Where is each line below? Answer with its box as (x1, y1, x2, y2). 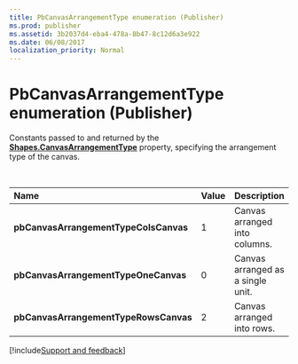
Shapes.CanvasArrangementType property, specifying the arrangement (9, 142, 277, 153)
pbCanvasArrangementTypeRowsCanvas (13, 312, 192, 324)
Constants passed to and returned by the (9, 132, 160, 143)
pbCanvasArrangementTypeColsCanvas (13, 221, 189, 233)
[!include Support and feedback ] (9, 345, 126, 356)
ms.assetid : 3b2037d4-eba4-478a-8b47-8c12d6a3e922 (9, 29, 200, 38)
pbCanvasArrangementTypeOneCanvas (13, 269, 187, 281)
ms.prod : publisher (9, 21, 82, 30)
